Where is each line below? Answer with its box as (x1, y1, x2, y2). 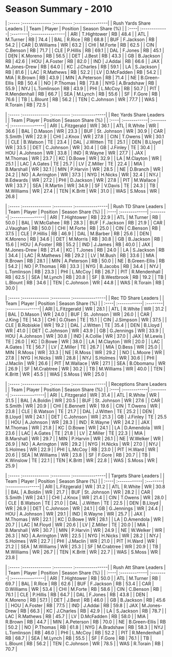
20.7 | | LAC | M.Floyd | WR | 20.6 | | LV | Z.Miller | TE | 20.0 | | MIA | (5, 521, 148, 528)
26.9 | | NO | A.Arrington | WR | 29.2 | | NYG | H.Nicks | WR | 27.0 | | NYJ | (5, 441, 161, 447)
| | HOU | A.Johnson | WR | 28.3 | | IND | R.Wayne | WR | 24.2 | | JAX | (5, 419, 153, 425)
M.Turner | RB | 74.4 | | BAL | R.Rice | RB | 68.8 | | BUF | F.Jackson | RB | (5, 36, 158, 43)
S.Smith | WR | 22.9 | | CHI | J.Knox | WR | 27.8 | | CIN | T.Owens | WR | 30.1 (5, 133, 164, 139)
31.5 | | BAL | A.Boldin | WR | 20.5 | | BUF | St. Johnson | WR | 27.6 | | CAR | (5, 397, 163, 403)
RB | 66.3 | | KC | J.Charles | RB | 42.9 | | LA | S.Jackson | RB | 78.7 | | (20, 608, 166, 614)
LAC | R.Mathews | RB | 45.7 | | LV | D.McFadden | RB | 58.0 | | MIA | (5, 613, 148, 619)
